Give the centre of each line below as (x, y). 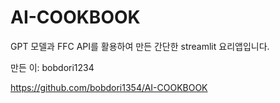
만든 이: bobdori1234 (52, 67)
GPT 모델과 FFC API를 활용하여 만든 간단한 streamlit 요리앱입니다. (140, 46)
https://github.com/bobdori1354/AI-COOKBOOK (109, 87)
